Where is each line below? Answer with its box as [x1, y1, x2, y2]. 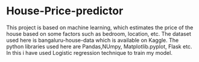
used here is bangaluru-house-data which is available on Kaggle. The [6, 36, 179, 44]
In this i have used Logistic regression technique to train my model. [6, 49, 173, 56]
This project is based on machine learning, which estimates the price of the [6, 24, 194, 31]
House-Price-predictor [6, 4, 124, 18]
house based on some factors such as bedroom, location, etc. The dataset [6, 30, 191, 37]
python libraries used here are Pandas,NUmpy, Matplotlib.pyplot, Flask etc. [6, 43, 192, 50]
